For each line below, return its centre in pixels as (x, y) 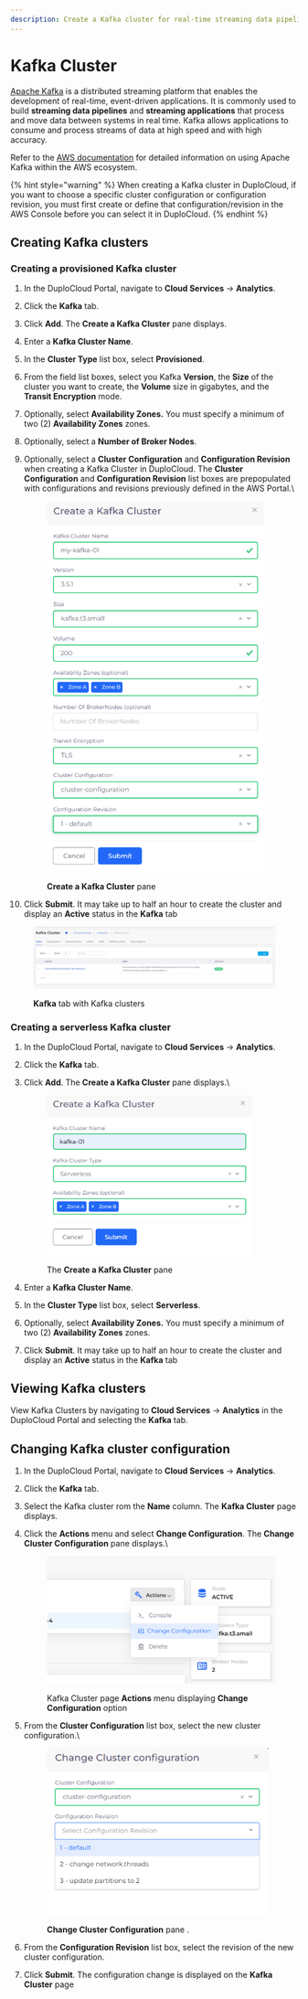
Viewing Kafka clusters (78, 1388)
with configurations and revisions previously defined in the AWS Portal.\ (159, 488)
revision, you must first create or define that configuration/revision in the (147, 204)
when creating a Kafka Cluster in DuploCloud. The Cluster (133, 469)
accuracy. (29, 139)
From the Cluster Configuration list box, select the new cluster (142, 1725)
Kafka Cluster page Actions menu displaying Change (147, 1698)
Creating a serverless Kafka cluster (91, 1026)
